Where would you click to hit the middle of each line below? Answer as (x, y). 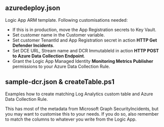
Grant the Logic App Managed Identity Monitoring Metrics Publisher (83, 61)
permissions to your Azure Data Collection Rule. (61, 66)
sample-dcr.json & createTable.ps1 (60, 82)
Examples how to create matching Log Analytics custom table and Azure (79, 94)
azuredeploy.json (33, 8)
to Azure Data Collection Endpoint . (49, 56)
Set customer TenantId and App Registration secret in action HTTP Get (84, 40)
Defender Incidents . (33, 45)
